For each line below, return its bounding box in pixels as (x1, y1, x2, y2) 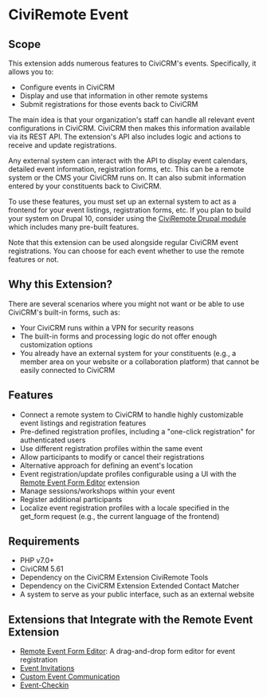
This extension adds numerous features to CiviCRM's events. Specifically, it (8, 58, 257, 68)
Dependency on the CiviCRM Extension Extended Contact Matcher (19, 581, 240, 591)
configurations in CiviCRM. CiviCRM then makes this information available (8, 124, 251, 133)
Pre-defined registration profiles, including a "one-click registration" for (19, 426, 255, 436)
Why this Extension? (8, 278, 113, 291)
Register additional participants (19, 494, 123, 504)
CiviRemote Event (8, 6, 129, 24)
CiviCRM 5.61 (19, 564, 64, 574)
